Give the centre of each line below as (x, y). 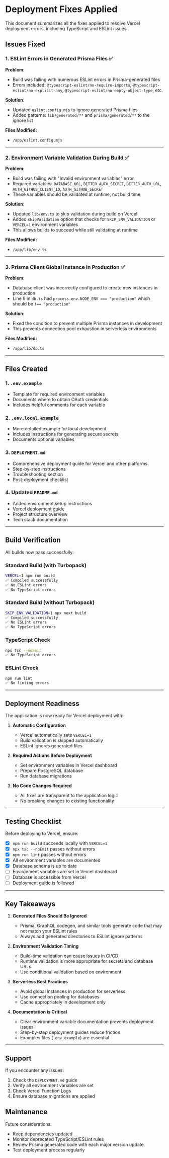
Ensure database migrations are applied (54, 1096)
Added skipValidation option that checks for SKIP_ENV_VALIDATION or (84, 219)
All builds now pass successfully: (39, 552)
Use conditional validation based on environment (71, 972)
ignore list (23, 120)
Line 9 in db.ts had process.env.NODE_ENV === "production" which (81, 298)
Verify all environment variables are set (53, 1086)
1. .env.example (24, 383)
